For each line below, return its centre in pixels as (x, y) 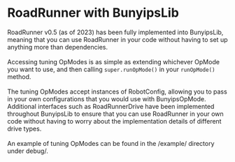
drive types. (24, 128)
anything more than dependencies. (58, 47)
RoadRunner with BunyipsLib (93, 13)
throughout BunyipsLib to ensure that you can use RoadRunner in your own (115, 114)
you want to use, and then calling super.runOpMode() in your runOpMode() (111, 69)
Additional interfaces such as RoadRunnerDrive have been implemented (111, 106)
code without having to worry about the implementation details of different (114, 121)
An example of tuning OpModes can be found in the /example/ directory (111, 143)
